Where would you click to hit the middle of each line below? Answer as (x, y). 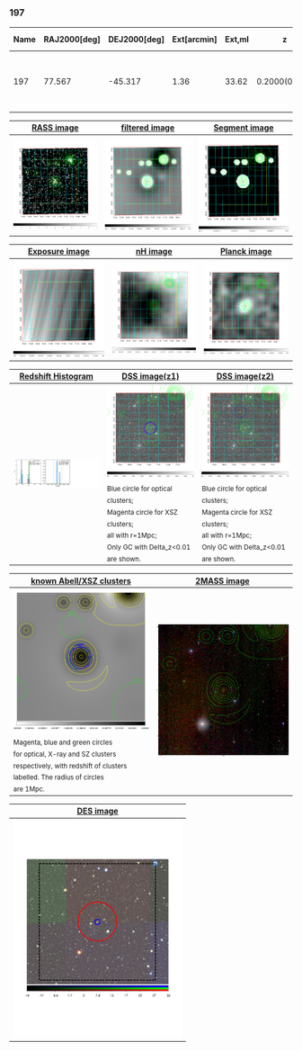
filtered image (148, 128)
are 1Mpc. (29, 789)
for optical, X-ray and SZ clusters (65, 754)
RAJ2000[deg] (72, 40)
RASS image (55, 128)
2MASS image (222, 580)
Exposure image (58, 252)
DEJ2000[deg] (136, 40)
